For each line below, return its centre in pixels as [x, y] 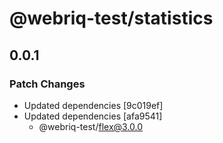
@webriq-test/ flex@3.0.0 [91, 126]
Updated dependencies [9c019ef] [93, 105]
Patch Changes [47, 84]
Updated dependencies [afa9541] [93, 116]
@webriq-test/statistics [111, 18]
